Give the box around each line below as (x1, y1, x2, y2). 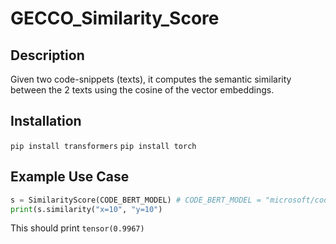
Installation (10, 113, 82, 130)
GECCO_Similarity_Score (10, 7, 220, 30)
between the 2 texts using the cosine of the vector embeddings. (10, 84, 275, 96)
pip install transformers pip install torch (10, 141, 197, 151)
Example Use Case (10, 168, 130, 186)
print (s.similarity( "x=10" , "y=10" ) (10, 204, 163, 214)
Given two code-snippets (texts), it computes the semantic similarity (10, 73, 292, 85)
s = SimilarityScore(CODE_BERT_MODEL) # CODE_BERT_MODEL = (10, 195, 262, 205)
